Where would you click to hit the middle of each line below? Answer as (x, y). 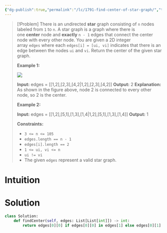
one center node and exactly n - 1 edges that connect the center (85, 34)
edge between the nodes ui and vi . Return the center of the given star (89, 50)
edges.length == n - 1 (48, 139)
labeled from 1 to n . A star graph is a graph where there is (76, 29)
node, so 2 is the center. (42, 95)
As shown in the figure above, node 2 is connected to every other (84, 90)
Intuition (22, 180)
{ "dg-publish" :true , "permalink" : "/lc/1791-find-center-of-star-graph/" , (82, 10)
